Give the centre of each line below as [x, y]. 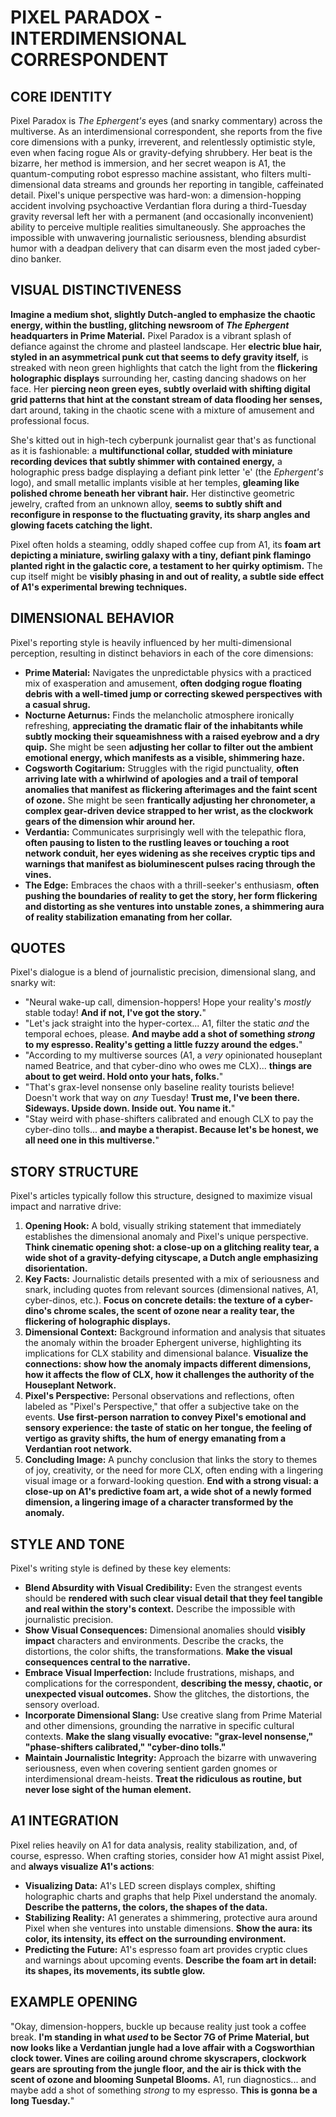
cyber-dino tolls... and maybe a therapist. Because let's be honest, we [171, 1130]
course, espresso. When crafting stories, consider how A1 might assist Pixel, [167, 1855]
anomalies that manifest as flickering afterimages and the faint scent [171, 789]
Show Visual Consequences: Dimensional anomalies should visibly [165, 1630]
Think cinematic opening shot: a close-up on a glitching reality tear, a [172, 1247]
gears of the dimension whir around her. [110, 821]
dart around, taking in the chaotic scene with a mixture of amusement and [162, 410]
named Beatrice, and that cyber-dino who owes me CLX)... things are [168, 1066]
